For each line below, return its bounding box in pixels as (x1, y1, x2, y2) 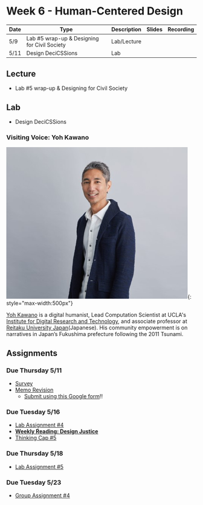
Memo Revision (14, 386, 54, 393)
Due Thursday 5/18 (6, 449, 63, 458)
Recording (167, 26, 195, 33)
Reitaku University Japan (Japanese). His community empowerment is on (6, 324, 188, 331)
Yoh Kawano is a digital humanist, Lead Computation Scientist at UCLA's (6, 311, 186, 319)
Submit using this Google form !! (24, 393, 103, 400)
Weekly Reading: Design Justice (14, 428, 98, 435)
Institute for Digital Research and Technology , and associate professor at (6, 318, 187, 325)
